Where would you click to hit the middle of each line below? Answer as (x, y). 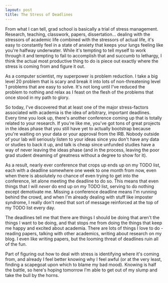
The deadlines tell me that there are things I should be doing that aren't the (82, 217)
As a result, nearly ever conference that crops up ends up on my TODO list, (83, 165)
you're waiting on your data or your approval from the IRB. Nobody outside (82, 134)
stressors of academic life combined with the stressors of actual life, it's (80, 39)
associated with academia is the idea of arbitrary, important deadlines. (78, 112)
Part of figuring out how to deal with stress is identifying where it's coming (82, 254)
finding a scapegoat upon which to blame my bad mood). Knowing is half (81, 264)
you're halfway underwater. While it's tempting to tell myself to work (76, 50)
